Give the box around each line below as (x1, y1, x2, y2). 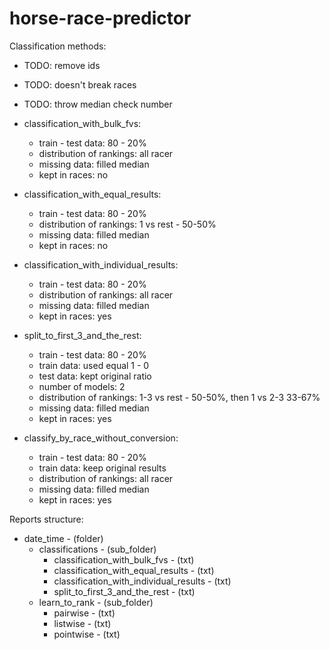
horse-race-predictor (9, 7, 192, 30)
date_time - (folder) (23, 532, 104, 544)
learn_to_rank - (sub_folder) (38, 596, 154, 608)
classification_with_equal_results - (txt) (53, 564, 215, 576)
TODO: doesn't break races (23, 78, 137, 91)
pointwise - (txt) (53, 628, 121, 640)
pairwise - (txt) (53, 607, 116, 619)
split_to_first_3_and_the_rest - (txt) (53, 585, 196, 597)
